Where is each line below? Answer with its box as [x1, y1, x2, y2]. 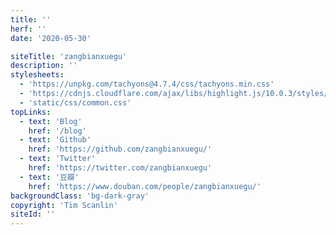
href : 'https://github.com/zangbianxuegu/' [28, 144, 213, 155]
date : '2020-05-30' [10, 33, 92, 43]
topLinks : [10, 107, 52, 117]
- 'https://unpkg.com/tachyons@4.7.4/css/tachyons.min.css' [19, 79, 275, 90]
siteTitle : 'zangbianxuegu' [10, 51, 128, 61]
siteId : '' [10, 209, 56, 220]
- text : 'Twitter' [19, 154, 97, 164]
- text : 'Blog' [19, 116, 83, 126]
